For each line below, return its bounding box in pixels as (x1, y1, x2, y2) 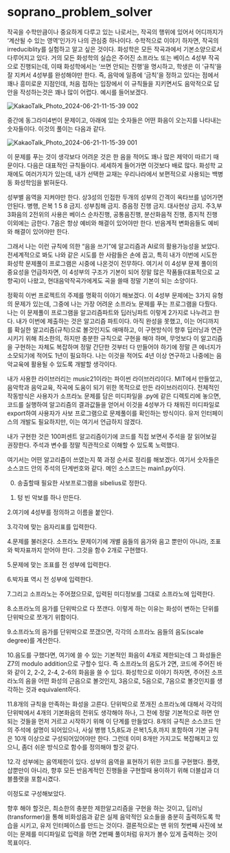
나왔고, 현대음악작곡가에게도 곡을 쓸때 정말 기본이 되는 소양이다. (27, 276, 198, 284)
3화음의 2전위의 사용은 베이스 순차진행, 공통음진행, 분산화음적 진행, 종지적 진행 (7, 210, 218, 218)
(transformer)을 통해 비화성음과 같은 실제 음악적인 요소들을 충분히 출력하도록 (7, 812, 214, 821)
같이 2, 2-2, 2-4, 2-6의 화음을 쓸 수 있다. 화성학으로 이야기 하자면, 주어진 (14, 668, 211, 676)
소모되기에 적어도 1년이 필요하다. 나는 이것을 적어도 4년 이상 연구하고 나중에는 (7, 351, 215, 359)
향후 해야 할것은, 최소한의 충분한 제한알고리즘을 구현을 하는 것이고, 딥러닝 (7, 803, 203, 812)
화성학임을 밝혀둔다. (14, 178, 68, 187)
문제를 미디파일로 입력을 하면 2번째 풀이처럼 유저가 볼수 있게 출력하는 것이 (19, 830, 218, 838)
